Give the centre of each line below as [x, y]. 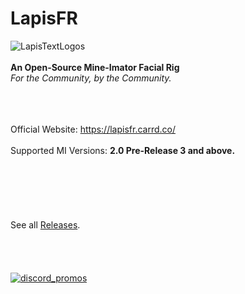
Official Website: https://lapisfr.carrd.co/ [93, 129]
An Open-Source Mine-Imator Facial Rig [95, 67]
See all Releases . [45, 224]
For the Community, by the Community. [91, 78]
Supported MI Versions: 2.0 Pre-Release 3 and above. [123, 150]
